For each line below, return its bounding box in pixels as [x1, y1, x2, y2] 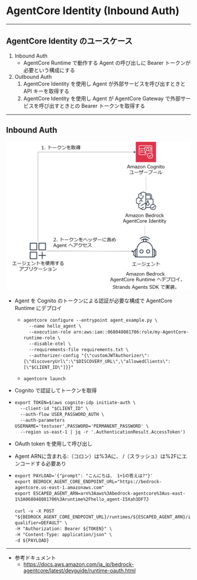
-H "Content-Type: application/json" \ [14, 531, 113, 538]
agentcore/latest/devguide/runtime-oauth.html [23, 566, 136, 574]
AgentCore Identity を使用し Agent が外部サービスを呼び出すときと [23, 80, 186, 87]
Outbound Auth [14, 73, 52, 80]
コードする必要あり [19, 460, 66, 467]
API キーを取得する [23, 87, 69, 95]
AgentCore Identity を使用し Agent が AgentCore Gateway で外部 [23, 95, 181, 102]
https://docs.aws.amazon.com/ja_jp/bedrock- [23, 561, 134, 568]
